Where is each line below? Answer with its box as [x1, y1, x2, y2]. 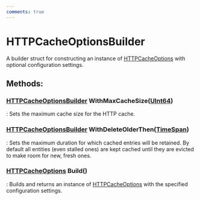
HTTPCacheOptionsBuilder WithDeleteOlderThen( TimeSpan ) [6, 125, 190, 134]
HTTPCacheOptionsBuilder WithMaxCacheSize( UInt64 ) [6, 96, 173, 105]
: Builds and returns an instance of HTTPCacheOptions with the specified [6, 180, 189, 187]
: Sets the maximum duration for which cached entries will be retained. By [6, 139, 190, 146]
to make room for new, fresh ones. [6, 152, 92, 159]
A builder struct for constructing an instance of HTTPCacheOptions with [6, 55, 186, 62]
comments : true [6, 8, 45, 15]
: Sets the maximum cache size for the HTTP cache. [6, 110, 136, 117]
